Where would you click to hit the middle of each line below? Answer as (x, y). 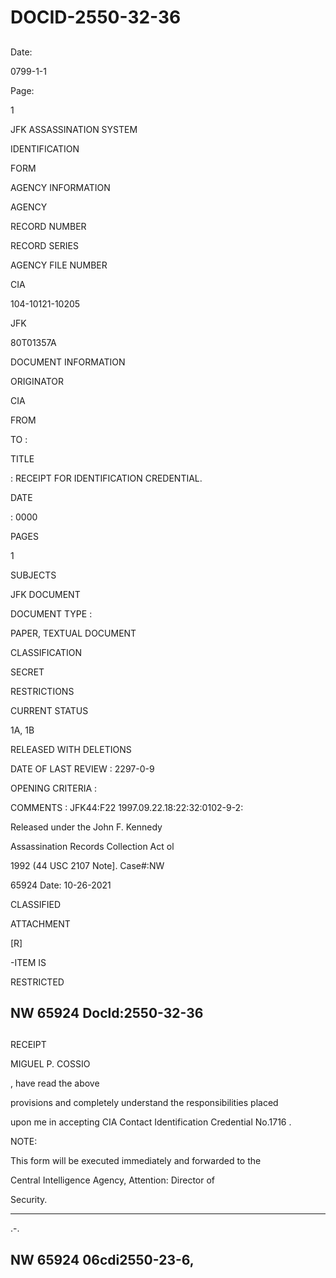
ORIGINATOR (37, 381)
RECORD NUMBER (48, 226)
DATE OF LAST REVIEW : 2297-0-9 (82, 768)
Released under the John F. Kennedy (86, 827)
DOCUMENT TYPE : (51, 613)
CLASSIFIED (36, 904)
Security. (29, 1200)
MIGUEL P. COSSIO (50, 1064)
